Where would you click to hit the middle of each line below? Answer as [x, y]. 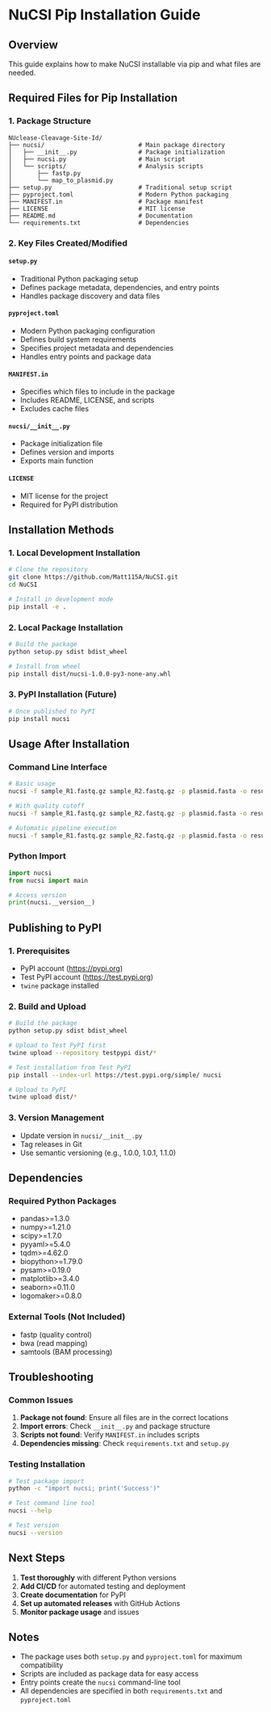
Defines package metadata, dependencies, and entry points [120, 287]
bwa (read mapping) [54, 1343]
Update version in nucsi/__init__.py [81, 1135]
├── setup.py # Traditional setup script [120, 188]
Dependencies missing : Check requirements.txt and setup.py [125, 1444]
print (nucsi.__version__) [52, 903]
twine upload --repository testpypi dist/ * [83, 1052]
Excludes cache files [54, 409]
